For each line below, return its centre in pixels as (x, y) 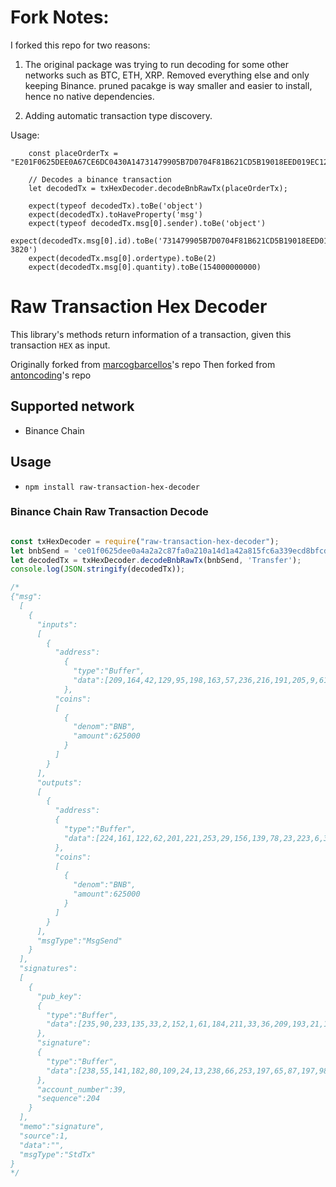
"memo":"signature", (62, 1127)
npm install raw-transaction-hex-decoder (112, 487)
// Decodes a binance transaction (100, 179)
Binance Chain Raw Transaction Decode (109, 512)
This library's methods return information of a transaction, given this (151, 334)
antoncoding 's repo (51, 375)
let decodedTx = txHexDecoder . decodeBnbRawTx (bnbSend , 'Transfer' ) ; (156, 560)
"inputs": (57, 624)
